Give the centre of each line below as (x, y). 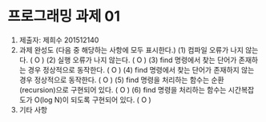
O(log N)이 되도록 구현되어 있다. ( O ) (93, 100)
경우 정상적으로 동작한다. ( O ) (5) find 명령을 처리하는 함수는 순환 (122, 80)
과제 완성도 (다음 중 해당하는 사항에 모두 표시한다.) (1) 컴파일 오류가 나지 (131, 49)
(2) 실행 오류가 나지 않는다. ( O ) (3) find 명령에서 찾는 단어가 (141, 60)
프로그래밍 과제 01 (64, 16)
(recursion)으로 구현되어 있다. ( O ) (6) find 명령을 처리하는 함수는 (123, 89)
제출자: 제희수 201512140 (59, 40)
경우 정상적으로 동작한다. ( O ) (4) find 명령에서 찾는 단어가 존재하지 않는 (141, 69)
